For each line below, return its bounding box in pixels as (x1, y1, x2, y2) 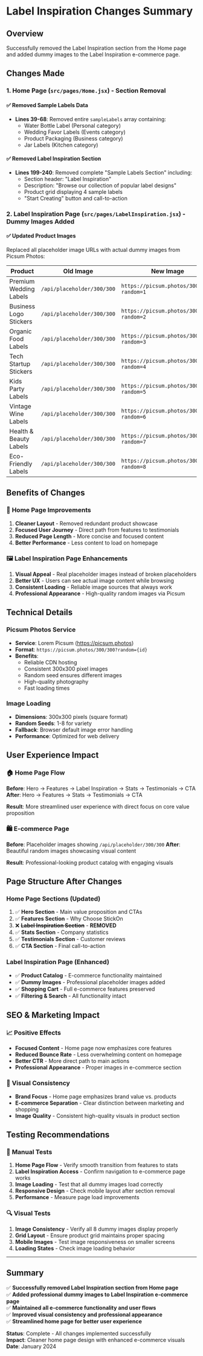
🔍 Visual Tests (6, 1209, 51, 1218)
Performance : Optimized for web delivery (14, 732, 120, 739)
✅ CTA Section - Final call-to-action (14, 942, 106, 950)
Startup (9, 359, 31, 368)
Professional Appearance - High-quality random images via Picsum (14, 589, 185, 597)
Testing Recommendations (6, 1129, 110, 1140)
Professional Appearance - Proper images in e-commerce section (14, 1064, 181, 1071)
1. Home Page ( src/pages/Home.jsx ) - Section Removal (6, 87, 166, 95)
